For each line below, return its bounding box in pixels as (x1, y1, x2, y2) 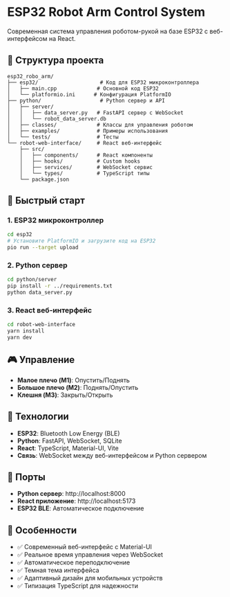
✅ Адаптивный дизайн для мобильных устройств (17, 574, 164, 582)
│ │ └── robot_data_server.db (7, 115, 107, 122)
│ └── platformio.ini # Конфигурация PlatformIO (7, 91, 171, 98)
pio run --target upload (7, 244, 79, 251)
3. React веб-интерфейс (7, 305, 92, 315)
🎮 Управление (7, 354, 75, 366)
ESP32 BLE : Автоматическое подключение (17, 504, 144, 513)
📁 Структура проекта (7, 55, 104, 66)
